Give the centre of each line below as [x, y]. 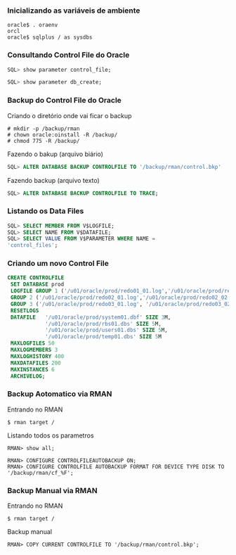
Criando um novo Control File [58, 264]
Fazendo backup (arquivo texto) [53, 180]
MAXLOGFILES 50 [32, 343]
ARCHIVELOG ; [28, 376]
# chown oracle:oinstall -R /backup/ [63, 135]
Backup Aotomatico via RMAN [60, 394]
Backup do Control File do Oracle [64, 101]
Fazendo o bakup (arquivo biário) [55, 154]
